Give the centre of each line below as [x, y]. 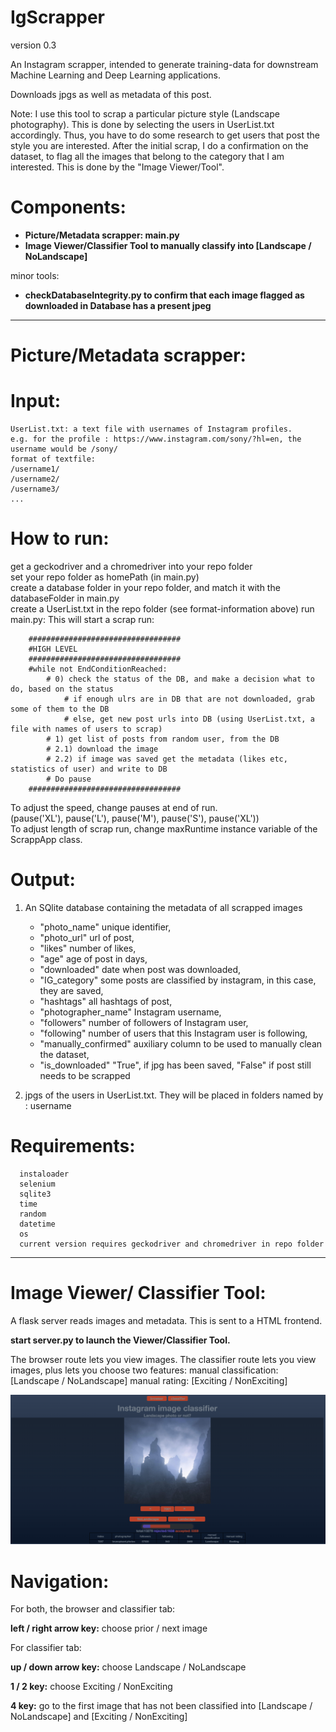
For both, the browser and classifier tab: [93, 1609]
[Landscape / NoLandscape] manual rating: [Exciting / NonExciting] [149, 1380]
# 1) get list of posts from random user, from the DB [163, 739]
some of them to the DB [60, 709]
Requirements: [73, 1146]
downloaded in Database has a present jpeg [118, 305]
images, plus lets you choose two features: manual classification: [144, 1370]
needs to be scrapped [85, 1075]
